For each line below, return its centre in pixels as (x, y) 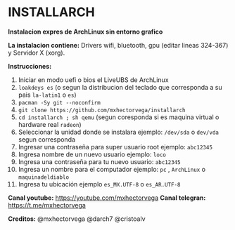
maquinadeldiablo (44, 177)
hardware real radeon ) (50, 124)
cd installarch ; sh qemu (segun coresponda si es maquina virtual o (119, 117)
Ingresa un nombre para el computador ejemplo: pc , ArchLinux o (112, 169)
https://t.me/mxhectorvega (47, 205)
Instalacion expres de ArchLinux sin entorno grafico (85, 32)
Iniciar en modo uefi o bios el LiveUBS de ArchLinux (93, 80)
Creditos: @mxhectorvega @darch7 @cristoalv (77, 219)
